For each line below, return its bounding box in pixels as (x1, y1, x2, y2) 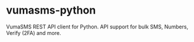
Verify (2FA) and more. (6, 29, 61, 36)
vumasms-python (6, 4, 96, 17)
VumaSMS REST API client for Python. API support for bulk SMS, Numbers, (6, 23, 189, 30)
